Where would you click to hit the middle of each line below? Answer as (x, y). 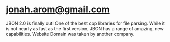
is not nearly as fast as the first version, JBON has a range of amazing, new (85, 28)
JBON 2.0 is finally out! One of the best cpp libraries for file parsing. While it (85, 23)
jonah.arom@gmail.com (58, 9)
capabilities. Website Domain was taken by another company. (70, 34)
